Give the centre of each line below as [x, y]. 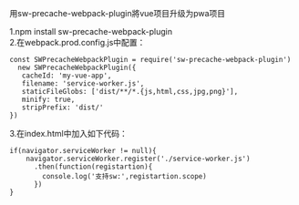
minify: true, [48, 99]
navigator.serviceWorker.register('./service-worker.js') [138, 159]
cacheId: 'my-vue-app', [67, 76]
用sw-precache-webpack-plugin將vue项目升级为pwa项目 [118, 13]
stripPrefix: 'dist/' [62, 108]
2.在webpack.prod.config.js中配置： [77, 42]
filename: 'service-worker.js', [83, 84]
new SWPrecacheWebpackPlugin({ [77, 67]
